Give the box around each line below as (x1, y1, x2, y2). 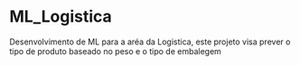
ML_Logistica (9, 6, 113, 27)
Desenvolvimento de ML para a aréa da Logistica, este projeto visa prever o (9, 36, 291, 47)
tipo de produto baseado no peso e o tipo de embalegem (9, 45, 221, 56)
